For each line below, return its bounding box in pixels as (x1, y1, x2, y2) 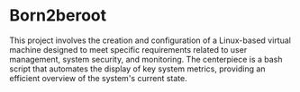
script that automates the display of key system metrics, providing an (9, 63, 266, 74)
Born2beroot (9, 5, 107, 26)
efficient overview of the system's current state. (9, 72, 187, 83)
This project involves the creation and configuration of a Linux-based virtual (9, 35, 291, 46)
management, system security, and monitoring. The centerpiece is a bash (9, 54, 283, 64)
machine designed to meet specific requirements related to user (9, 44, 248, 54)
